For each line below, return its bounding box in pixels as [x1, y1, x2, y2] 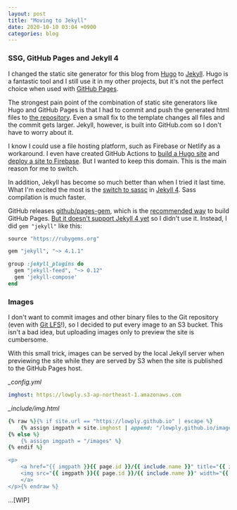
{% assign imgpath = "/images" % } [20, 437, 122, 444]
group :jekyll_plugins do [8, 260, 84, 268]
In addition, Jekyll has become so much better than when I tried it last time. [8, 178, 226, 186]
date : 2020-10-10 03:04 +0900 [8, 23, 97, 30]
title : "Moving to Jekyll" [8, 17, 87, 24]
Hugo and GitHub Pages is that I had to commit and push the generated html [8, 105, 229, 114]
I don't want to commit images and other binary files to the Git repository [8, 313, 219, 322]
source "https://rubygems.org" [8, 235, 100, 242]
